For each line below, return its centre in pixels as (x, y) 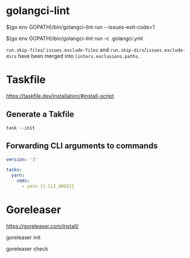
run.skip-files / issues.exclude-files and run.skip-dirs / (76, 50)
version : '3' (22, 159)
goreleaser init (23, 237)
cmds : (23, 181)
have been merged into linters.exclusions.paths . (79, 56)
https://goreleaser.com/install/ (42, 226)
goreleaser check (27, 249)
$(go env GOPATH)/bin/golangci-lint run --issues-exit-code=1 (80, 27)
